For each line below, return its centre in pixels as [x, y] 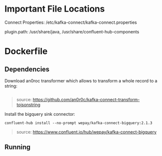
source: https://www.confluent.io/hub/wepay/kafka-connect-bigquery [86, 132]
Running [18, 147]
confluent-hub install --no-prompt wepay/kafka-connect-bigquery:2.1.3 [78, 123]
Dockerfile [26, 51]
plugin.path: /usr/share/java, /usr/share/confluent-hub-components [72, 31]
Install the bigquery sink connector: [40, 114]
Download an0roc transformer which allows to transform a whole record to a [81, 80]
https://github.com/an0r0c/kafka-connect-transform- [86, 99]
